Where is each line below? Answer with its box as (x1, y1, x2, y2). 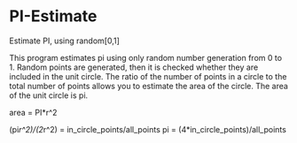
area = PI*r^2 (9, 107, 58, 117)
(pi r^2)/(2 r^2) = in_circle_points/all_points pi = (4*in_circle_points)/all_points (9, 124, 286, 134)
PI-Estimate (9, 6, 98, 26)
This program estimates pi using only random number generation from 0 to (9, 52, 282, 63)
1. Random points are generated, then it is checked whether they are (9, 62, 259, 72)
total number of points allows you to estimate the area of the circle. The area (9, 80, 288, 91)
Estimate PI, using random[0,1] (9, 35, 120, 46)
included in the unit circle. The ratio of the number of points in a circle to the (9, 71, 287, 81)
